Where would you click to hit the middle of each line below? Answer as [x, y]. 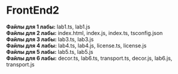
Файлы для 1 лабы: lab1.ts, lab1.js [48, 27]
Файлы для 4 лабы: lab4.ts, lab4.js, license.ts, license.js [76, 46]
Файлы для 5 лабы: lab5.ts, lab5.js [50, 52]
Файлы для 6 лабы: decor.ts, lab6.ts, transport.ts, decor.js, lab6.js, [89, 58]
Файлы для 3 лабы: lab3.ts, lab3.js [50, 39]
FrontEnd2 [33, 10]
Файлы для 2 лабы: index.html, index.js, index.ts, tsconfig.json [85, 33]
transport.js [20, 64]
